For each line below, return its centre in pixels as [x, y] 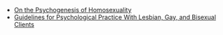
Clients [24, 24]
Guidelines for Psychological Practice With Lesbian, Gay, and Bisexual [115, 17]
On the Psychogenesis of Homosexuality [73, 10]
